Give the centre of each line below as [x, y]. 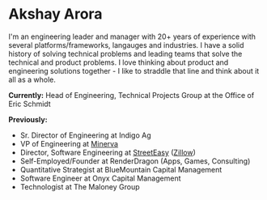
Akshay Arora [55, 14]
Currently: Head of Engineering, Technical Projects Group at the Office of [131, 95]
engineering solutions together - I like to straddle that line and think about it [134, 70]
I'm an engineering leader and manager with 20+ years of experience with [132, 36]
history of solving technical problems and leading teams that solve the [125, 53]
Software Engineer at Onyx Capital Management [100, 178]
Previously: [28, 119]
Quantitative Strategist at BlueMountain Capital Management [121, 169]
